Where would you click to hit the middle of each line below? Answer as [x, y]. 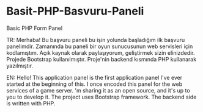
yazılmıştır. [20, 66]
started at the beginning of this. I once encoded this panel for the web [94, 84]
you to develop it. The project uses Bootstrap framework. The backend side [102, 97]
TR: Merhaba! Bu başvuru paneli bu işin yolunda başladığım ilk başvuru [96, 40]
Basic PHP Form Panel [35, 28]
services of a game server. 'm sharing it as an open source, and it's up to [98, 90]
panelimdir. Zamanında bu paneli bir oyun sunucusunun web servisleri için [100, 46]
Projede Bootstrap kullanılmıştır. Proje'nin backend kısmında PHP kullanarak [102, 59]
